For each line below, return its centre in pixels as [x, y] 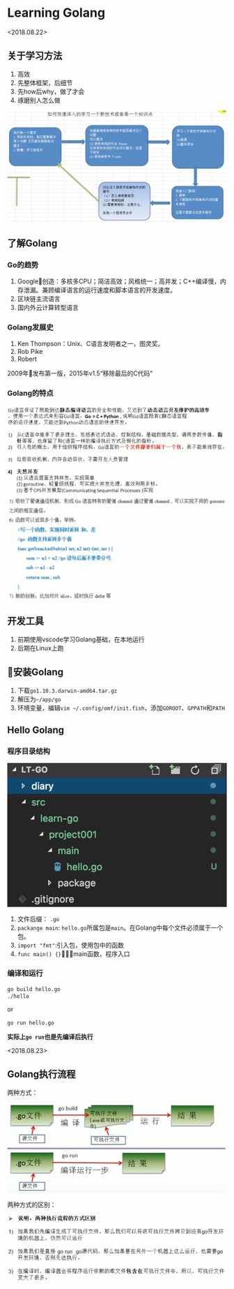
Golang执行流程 [41, 1074]
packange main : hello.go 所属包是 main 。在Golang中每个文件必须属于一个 [120, 927]
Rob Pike [30, 352]
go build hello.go [34, 989]
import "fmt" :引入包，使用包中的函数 [70, 945]
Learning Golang [56, 13]
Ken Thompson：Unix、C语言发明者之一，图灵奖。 [91, 344]
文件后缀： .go [38, 918]
